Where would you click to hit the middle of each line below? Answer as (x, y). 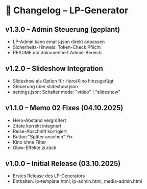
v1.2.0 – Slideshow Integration (54, 69)
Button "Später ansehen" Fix (43, 136)
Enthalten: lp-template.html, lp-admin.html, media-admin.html (77, 181)
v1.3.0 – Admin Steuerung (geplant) (63, 29)
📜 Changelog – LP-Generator (67, 10)
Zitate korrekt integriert (37, 125)
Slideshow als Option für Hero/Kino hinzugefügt (63, 81)
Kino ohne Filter (29, 142)
